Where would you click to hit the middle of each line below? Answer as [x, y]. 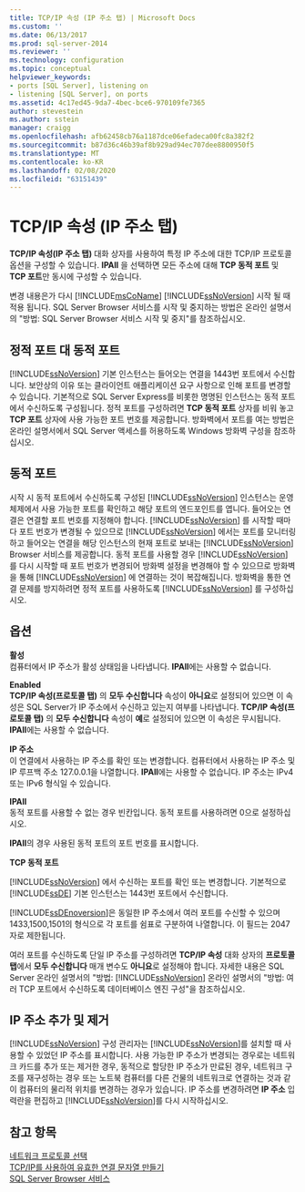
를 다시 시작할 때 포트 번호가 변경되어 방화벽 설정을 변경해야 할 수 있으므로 [140, 565]
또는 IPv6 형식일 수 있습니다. [60, 783]
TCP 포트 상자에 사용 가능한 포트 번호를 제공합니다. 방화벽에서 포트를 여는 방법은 [152, 419]
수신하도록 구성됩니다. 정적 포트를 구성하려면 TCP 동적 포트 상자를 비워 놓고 [160, 408]
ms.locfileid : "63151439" [58, 179]
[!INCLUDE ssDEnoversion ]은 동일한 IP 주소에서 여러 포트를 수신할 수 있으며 [145, 912]
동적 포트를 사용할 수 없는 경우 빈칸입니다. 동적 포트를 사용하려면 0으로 [134, 812]
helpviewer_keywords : [51, 77]
